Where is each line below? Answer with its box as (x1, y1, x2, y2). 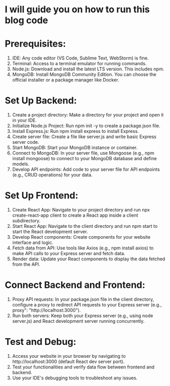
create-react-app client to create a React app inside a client (12, 212, 139, 218)
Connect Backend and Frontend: (5, 279, 145, 291)
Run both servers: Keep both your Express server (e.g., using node (12, 312, 153, 319)
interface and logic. (12, 240, 53, 245)
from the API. (12, 261, 40, 267)
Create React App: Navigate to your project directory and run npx (12, 207, 150, 213)
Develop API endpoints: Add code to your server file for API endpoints (12, 166, 160, 172)
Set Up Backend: (5, 95, 77, 106)
